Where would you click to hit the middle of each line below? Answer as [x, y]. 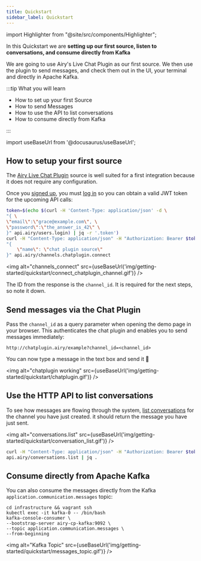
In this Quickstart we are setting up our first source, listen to [82, 46]
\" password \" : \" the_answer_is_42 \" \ [53, 227]
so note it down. [26, 291]
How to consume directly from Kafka [60, 119]
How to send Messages [44, 106]
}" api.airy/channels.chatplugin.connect [59, 255]
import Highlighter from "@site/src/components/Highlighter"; [81, 34]
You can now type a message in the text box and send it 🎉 [78, 359]
